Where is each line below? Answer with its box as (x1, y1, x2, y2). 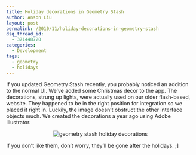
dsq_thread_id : (6, 31, 44, 37)
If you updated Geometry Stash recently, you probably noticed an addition (6, 81, 189, 88)
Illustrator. (6, 119, 31, 126)
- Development (11, 48, 47, 54)
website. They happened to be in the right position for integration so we (6, 100, 183, 107)
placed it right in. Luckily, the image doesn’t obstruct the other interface (6, 106, 183, 114)
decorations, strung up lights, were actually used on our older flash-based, (6, 93, 191, 101)
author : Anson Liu (6, 14, 52, 20)
